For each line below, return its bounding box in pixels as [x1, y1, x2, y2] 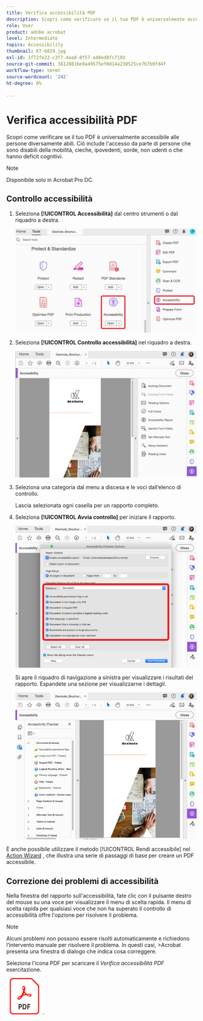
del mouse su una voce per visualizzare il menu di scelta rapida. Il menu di [6, 899, 192, 906]
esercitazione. [6, 966, 42, 973]
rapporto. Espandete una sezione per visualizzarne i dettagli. [14, 680, 167, 688]
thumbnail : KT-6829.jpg [6, 49, 66, 55]
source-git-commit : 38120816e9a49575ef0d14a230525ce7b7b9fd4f [6, 61, 166, 67]
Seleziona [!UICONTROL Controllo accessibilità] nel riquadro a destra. [14, 338, 192, 346]
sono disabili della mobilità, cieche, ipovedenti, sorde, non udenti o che [6, 146, 183, 154]
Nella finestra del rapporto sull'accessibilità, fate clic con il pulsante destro [6, 892, 192, 900]
